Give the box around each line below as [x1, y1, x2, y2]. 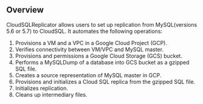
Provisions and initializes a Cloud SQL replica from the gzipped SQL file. [15, 78, 196, 85]
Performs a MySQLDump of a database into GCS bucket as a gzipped [15, 58, 190, 66]
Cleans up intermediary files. [15, 91, 88, 98]
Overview [6, 5, 44, 15]
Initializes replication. [15, 85, 69, 92]
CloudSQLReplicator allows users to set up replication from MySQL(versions [6, 21, 198, 28]
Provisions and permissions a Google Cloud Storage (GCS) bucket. [15, 52, 182, 60]
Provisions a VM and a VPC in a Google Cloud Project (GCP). [15, 39, 167, 46]
